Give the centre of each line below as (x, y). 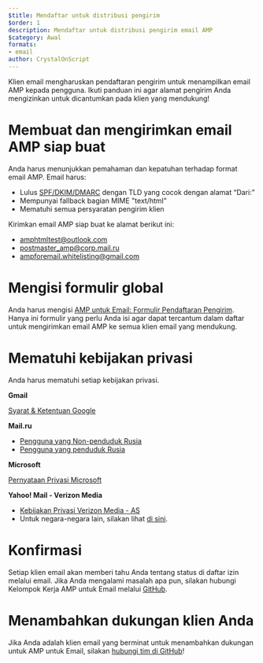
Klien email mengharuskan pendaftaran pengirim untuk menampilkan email (129, 81)
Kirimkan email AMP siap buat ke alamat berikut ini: (91, 224)
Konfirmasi (45, 550)
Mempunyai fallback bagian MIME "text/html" (93, 201)
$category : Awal (35, 37)
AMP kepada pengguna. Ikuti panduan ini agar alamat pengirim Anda (120, 90)
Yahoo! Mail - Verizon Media (55, 495)
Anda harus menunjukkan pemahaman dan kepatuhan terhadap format (123, 168)
